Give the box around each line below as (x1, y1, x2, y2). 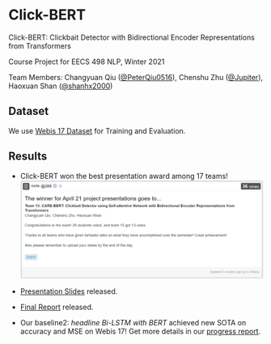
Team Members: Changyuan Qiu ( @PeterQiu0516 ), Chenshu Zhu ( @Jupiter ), (8, 72, 264, 82)
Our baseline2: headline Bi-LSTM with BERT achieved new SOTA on (19, 318, 247, 328)
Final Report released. (19, 302, 94, 312)
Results (8, 150, 48, 164)
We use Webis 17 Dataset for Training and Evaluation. (8, 125, 186, 135)
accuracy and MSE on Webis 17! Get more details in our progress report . (19, 326, 261, 337)
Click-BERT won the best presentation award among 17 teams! (19, 171, 228, 180)
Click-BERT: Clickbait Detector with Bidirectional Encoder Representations (8, 32, 255, 42)
